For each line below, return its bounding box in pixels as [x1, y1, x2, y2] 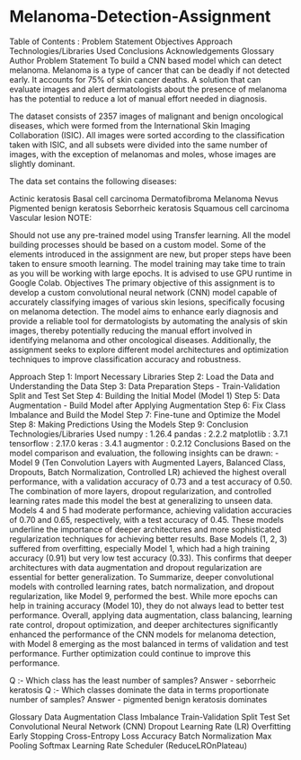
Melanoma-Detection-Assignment [9, 6, 271, 27]
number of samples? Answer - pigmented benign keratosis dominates [9, 694, 268, 704]
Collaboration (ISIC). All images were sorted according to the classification [9, 129, 286, 140]
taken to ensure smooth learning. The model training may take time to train [9, 258, 286, 269]
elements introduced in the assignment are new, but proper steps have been [9, 249, 292, 260]
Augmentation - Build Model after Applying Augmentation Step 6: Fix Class [9, 400, 286, 411]
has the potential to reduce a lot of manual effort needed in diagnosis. [9, 93, 268, 104]
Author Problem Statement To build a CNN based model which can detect [9, 55, 282, 66]
